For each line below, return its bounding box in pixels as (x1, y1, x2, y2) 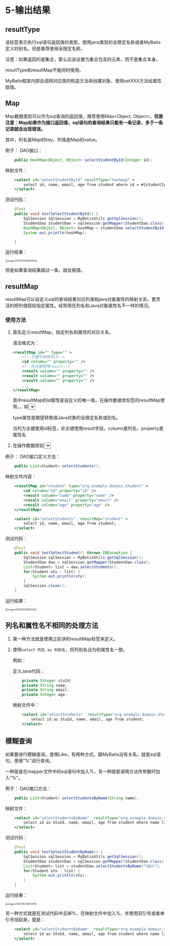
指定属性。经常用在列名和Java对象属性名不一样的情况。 (36, 302, 153, 309)
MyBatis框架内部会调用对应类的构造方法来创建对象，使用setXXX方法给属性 (5, 78, 162, 84)
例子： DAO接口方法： (5, 785, 52, 792)
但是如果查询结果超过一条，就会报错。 (5, 267, 85, 273)
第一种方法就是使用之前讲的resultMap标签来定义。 (12, 636, 118, 642)
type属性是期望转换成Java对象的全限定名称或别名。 (12, 415, 121, 421)
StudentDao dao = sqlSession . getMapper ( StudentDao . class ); (23, 560, 151, 565)
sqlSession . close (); (23, 583, 67, 588)
